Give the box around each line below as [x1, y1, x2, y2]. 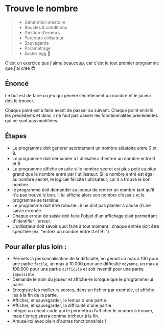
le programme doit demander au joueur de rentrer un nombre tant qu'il [12, 187, 154, 192]
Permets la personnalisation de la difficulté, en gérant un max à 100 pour [12, 256, 159, 262]
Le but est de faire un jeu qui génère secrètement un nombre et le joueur [5, 92, 152, 98]
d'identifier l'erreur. [12, 218, 51, 224]
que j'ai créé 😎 [5, 65, 36, 71]
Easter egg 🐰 [24, 50, 50, 56]
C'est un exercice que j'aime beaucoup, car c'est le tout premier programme [5, 60, 159, 66]
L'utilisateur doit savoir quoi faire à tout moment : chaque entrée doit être [12, 223, 159, 229]
